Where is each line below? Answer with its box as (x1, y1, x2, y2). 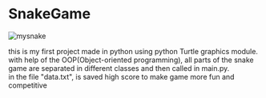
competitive (8, 80, 48, 90)
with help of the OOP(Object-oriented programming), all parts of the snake (8, 55, 254, 65)
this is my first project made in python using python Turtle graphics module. (8, 46, 259, 56)
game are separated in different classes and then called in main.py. (8, 63, 230, 73)
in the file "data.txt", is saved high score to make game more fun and (8, 72, 235, 81)
